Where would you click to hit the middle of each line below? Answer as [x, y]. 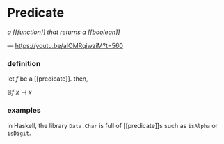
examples [24, 111]
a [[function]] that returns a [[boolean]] [64, 32]
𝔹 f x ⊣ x [20, 93]
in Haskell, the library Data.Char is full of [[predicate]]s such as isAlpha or [112, 125]
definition [24, 63]
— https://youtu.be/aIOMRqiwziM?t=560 [65, 45]
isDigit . [19, 133]
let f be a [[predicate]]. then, [48, 79]
